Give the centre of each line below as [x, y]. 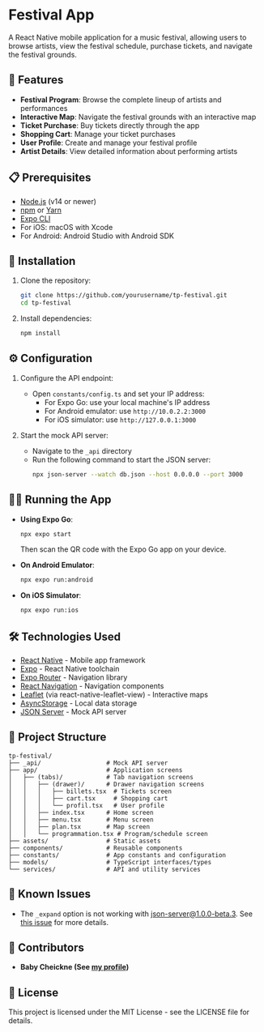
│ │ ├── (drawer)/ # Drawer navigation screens [106, 784]
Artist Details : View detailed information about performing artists [129, 151]
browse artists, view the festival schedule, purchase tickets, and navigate [130, 45]
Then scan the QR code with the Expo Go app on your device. [123, 549]
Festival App [51, 15]
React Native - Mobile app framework [83, 660]
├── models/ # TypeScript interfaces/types [110, 862]
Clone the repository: [55, 280]
